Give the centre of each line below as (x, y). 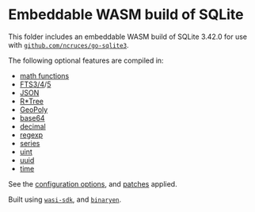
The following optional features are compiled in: (86, 60)
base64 (32, 118)
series (30, 143)
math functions (44, 75)
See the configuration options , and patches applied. (93, 183)
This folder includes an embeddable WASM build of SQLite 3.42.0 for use (128, 37)
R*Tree (31, 101)
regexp (31, 135)
